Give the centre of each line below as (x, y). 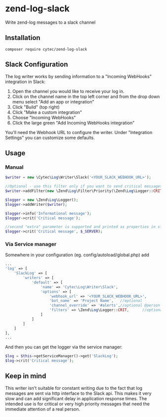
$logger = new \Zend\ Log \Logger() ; (42, 200)
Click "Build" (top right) (36, 107)
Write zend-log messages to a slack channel (50, 22)
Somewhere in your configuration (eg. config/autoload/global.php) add (77, 255)
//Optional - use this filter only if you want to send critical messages (84, 186)
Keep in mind (26, 376)
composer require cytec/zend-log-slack (46, 49)
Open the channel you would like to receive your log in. (68, 91)
